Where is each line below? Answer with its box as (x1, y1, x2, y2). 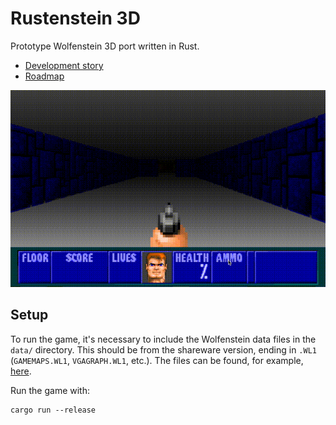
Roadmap (24, 70, 65, 82)
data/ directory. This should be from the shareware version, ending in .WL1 (10, 343, 317, 356)
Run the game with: (10, 384, 91, 396)
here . (10, 365, 32, 377)
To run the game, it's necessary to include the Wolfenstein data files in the (10, 333, 317, 345)
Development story (24, 59, 104, 71)
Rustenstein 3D (10, 7, 141, 30)
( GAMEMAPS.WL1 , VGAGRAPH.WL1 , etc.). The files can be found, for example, (10, 354, 304, 366)
